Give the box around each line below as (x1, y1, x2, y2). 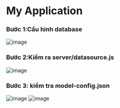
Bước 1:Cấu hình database (6, 25, 83, 34)
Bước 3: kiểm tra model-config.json (6, 81, 111, 90)
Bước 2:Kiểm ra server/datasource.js (6, 53, 114, 61)
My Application (6, 4, 83, 18)
